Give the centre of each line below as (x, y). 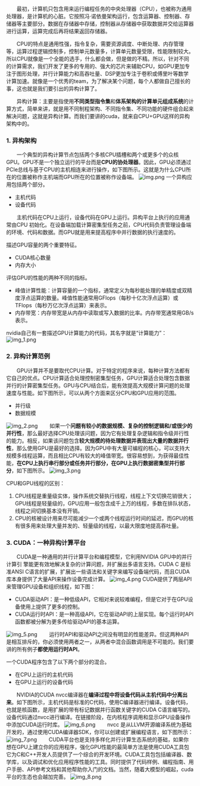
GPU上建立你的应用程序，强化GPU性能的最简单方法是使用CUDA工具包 (103, 747)
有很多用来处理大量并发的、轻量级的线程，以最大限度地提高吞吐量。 (98, 525)
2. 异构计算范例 (28, 356)
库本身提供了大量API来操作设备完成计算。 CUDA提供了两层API (99, 579)
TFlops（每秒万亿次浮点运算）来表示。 (62, 306)
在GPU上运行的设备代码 (44, 682)
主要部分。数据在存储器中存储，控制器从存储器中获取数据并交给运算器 (108, 24)
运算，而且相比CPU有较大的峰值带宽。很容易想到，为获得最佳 (108, 455)
